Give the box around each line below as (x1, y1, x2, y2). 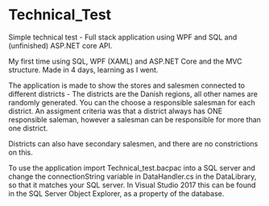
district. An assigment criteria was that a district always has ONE (8, 106, 223, 116)
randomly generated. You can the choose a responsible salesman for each (8, 97, 255, 107)
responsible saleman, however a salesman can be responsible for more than (8, 114, 262, 124)
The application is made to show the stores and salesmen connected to (8, 80, 246, 90)
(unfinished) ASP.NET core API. (8, 40, 113, 50)
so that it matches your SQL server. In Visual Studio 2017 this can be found (8, 179, 256, 190)
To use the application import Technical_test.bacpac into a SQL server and (8, 163, 255, 172)
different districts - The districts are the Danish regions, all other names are (8, 89, 258, 98)
